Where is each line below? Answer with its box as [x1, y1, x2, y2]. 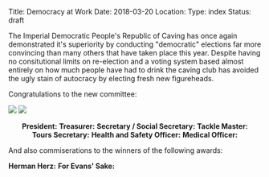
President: [21, 121, 58, 131]
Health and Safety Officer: [91, 130, 181, 139]
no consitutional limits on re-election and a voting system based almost [8, 56, 244, 66]
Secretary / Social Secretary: [96, 121, 196, 131]
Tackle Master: [197, 121, 249, 131]
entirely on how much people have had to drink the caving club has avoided [8, 65, 259, 75]
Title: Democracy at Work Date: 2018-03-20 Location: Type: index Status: [8, 7, 251, 16]
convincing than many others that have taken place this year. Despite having [8, 48, 261, 57]
